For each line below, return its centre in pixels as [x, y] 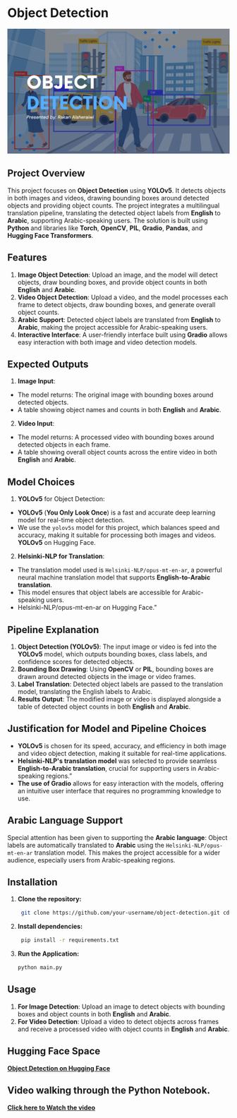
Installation [32, 883]
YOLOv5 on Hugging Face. [57, 543]
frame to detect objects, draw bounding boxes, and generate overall [116, 304]
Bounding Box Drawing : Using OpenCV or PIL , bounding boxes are [115, 669]
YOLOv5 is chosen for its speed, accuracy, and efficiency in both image [122, 745]
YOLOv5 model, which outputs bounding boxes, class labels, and [112, 654]
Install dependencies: [50, 927]
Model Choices [41, 482]
